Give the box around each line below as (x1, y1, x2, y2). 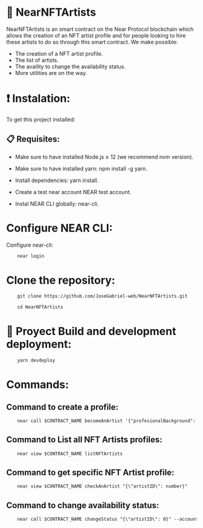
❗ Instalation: (6, 92, 71, 105)
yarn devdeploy (17, 357, 56, 363)
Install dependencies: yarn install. (14, 177, 98, 184)
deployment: (6, 337, 72, 351)
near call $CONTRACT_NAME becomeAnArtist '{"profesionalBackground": (17, 418, 196, 424)
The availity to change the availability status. (14, 63, 126, 70)
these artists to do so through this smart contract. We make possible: (6, 38, 178, 45)
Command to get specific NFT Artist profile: (6, 467, 175, 477)
